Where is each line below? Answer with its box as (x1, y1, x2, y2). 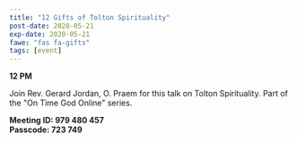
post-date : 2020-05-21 (9, 21, 94, 30)
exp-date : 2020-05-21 (9, 29, 91, 38)
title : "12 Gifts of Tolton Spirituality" (9, 13, 170, 22)
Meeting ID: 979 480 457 (9, 115, 105, 126)
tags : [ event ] (9, 46, 63, 55)
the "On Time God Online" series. (9, 97, 133, 108)
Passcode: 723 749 (9, 124, 83, 135)
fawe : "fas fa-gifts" (9, 38, 91, 47)
